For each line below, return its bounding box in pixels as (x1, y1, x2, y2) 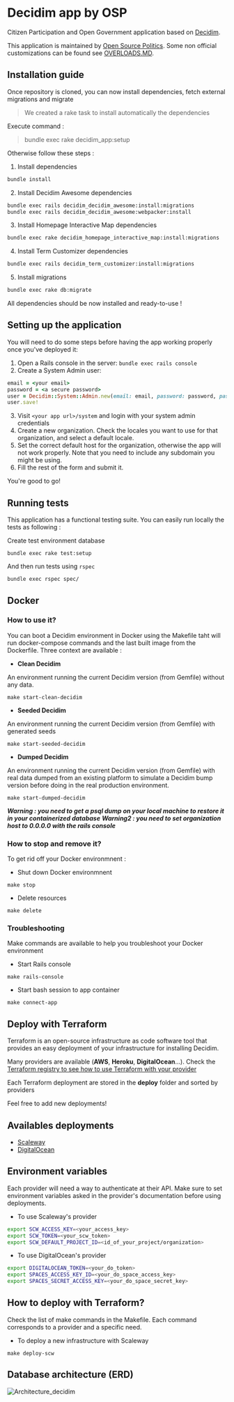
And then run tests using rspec (7, 562, 95, 570)
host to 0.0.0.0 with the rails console (7, 821, 116, 829)
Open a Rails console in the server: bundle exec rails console (17, 359, 197, 367)
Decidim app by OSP (7, 5, 127, 21)
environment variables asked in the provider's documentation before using (7, 1191, 221, 1199)
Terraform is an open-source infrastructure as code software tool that (7, 1036, 208, 1045)
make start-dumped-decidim (7, 794, 86, 802)
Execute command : (7, 122, 65, 130)
